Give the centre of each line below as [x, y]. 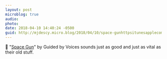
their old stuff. [19, 52]
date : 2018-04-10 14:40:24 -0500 [40, 28]
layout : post [19, 10]
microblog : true [22, 14]
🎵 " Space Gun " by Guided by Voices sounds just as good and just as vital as [83, 47]
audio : [12, 19]
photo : [12, 24]
